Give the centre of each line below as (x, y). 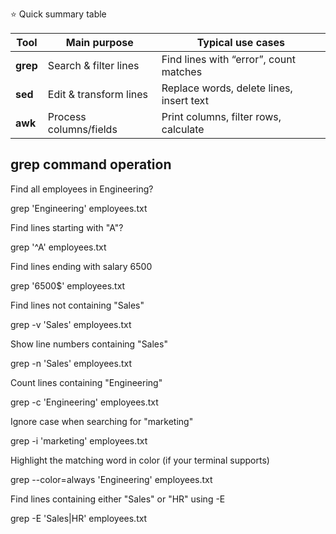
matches (182, 71)
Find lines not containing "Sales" (77, 305)
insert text (185, 100)
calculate (183, 129)
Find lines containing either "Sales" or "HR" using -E (118, 499)
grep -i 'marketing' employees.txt (79, 440)
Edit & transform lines (98, 94)
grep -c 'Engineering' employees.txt (84, 402)
